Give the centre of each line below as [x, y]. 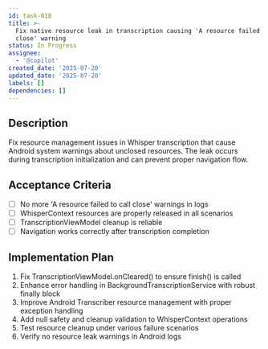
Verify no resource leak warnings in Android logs [101, 337]
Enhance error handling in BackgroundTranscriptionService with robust [137, 285]
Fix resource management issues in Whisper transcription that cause [122, 142]
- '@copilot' [37, 61]
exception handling [51, 311]
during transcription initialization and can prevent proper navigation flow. [128, 160]
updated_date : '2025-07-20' [55, 76]
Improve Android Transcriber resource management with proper [126, 302]
